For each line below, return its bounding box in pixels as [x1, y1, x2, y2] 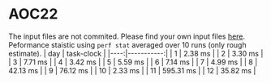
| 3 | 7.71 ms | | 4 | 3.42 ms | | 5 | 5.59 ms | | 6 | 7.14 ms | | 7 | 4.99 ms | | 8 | [8, 57, 258, 67]
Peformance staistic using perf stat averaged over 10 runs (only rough [8, 39, 247, 49]
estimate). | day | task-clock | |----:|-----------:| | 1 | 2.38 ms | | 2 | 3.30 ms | [8, 48, 264, 58]
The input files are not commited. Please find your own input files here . [8, 31, 246, 41]
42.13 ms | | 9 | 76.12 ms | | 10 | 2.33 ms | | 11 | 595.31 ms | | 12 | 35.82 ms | [8, 65, 256, 75]
